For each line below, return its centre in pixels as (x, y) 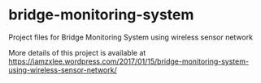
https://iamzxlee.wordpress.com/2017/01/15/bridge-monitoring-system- (129, 61)
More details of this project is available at (77, 52)
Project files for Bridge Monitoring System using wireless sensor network (131, 37)
